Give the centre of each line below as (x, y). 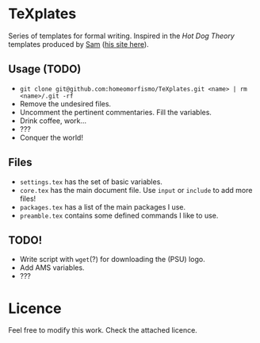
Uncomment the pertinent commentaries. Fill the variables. (116, 112)
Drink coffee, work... (53, 121)
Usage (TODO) (45, 69)
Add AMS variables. (52, 268)
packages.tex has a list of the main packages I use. (103, 206)
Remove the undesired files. (65, 103)
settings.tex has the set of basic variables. (91, 181)
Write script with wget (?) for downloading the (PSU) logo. (112, 260)
